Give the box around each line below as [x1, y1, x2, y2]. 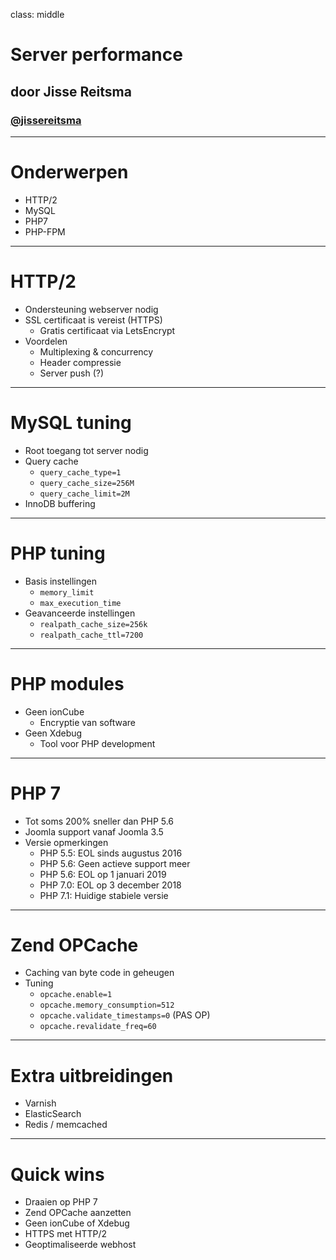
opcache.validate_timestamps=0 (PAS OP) [39, 1009, 211, 1021]
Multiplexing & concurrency [39, 345, 154, 358]
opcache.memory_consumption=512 [39, 1000, 175, 1011]
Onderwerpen [10, 161, 129, 184]
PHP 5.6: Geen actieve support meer [39, 857, 191, 869]
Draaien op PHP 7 [24, 1196, 98, 1208]
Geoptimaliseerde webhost [24, 1239, 137, 1251]
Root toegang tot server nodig [24, 444, 149, 456]
